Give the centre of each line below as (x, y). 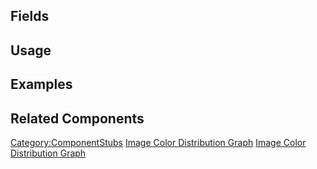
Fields (30, 16)
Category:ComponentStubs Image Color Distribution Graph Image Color (158, 142)
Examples (41, 84)
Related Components (77, 118)
